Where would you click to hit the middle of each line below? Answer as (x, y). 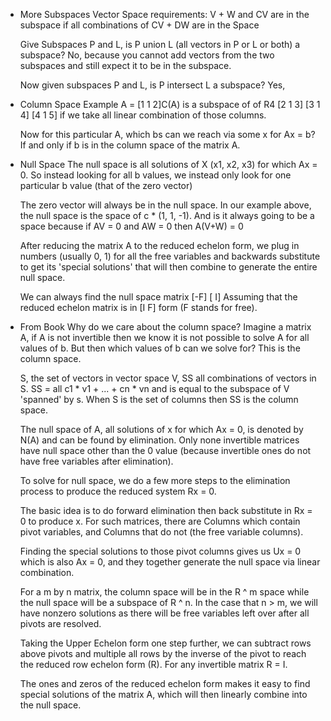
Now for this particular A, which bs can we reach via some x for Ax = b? (167, 134)
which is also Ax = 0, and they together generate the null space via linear (170, 562)
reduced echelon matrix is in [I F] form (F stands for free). (138, 307)
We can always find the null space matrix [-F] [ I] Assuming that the (158, 297)
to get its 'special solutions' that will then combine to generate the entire (168, 267)
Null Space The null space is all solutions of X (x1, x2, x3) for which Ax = (168, 164)
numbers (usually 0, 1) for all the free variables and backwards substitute (170, 256)
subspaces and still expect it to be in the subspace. (125, 65)
